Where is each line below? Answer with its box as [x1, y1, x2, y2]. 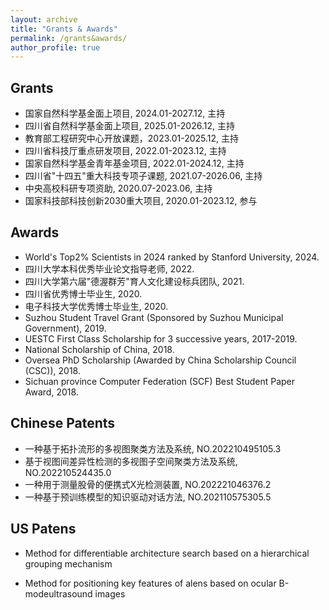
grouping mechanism [24, 557, 113, 570]
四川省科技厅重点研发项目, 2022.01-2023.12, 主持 [24, 145, 227, 157]
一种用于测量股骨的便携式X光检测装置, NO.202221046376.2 [24, 478, 272, 490]
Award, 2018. [24, 386, 79, 398]
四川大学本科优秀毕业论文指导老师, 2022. [24, 262, 195, 275]
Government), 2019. [24, 322, 107, 334]
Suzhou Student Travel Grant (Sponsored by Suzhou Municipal [24, 311, 284, 323]
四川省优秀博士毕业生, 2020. [24, 287, 143, 300]
